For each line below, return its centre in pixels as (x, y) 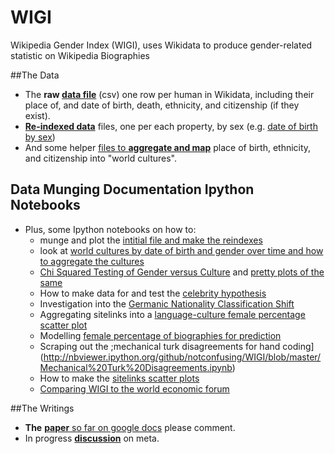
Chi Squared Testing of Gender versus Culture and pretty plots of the (182, 272)
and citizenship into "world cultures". (101, 158)
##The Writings (42, 408)
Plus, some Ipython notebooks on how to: (110, 229)
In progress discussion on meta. (92, 438)
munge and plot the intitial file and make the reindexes (151, 240)
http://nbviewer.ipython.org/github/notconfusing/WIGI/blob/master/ (182, 357)
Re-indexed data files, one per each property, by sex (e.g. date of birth (171, 126)
